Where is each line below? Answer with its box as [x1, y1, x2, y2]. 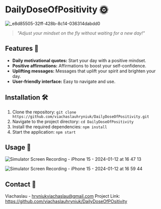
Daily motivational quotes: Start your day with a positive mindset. [12, 57, 147, 63]
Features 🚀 [5, 44, 39, 53]
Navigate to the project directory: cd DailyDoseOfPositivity [12, 118, 134, 124]
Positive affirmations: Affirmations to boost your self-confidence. [12, 63, 147, 69]
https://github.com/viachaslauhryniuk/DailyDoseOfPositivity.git [12, 114, 149, 119]
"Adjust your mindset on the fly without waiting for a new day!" [17, 30, 145, 36]
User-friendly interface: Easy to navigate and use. [12, 78, 116, 84]
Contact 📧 [5, 180, 36, 188]
